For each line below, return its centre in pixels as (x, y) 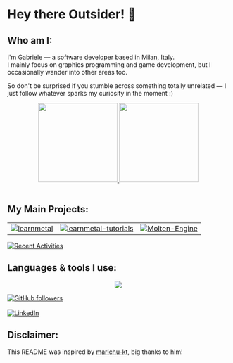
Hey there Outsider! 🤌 (71, 14)
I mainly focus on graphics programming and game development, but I (109, 65)
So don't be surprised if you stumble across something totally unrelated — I (117, 86)
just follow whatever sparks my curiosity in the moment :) (90, 93)
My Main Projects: (48, 209)
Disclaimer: (33, 335)
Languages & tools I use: (62, 268)
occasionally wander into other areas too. (68, 72)
